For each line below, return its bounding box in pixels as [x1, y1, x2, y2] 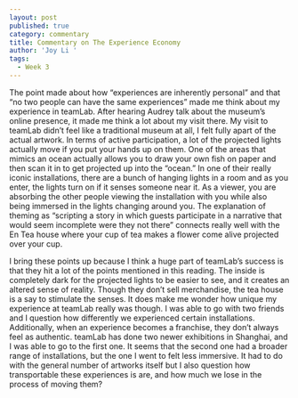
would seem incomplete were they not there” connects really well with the [9, 219, 280, 230]
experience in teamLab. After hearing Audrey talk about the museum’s [9, 106, 266, 117]
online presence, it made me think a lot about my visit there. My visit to [9, 115, 269, 126]
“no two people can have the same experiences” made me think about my [9, 96, 280, 107]
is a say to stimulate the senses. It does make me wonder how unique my [9, 293, 278, 304]
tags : [9, 54, 29, 63]
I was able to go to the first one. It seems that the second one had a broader [9, 340, 288, 352]
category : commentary [9, 29, 90, 38]
